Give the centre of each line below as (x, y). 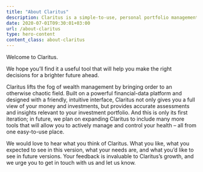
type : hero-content (31, 34)
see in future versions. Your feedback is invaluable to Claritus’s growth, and (100, 156)
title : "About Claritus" (37, 12)
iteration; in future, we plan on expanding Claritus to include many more (95, 119)
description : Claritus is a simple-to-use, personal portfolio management (102, 18)
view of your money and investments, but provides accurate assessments (98, 106)
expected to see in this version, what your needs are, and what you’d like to (100, 150)
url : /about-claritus (34, 29)
